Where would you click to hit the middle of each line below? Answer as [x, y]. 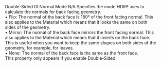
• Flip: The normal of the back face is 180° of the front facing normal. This [79, 17]
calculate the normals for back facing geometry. [53, 12]
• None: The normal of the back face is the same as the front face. [72, 53]
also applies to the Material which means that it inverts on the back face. [78, 38]
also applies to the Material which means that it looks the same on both [76, 22]
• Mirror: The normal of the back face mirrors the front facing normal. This [80, 32]
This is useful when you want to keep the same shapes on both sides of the [81, 43]
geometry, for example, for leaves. [39, 48]
